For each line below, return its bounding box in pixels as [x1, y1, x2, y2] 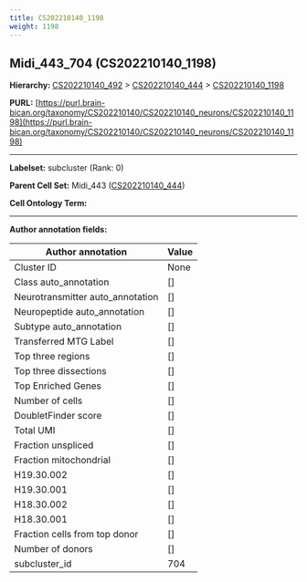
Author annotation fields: [9, 224, 108, 235]
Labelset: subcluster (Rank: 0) [9, 162, 124, 173]
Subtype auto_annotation [14, 320, 122, 333]
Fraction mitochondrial [14, 453, 111, 466]
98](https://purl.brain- [9, 117, 93, 128]
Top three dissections [14, 365, 107, 378]
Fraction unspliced [14, 439, 94, 452]
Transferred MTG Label [14, 335, 114, 348]
